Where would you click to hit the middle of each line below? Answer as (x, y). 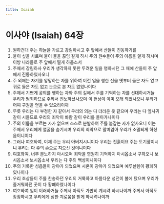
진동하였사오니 (36, 74)
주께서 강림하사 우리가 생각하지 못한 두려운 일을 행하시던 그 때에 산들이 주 (82, 68)
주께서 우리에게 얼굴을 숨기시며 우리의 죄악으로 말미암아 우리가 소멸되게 (80, 129)
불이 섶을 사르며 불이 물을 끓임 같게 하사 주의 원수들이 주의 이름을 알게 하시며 (85, 56)
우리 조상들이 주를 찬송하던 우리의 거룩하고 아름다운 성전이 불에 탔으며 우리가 (86, 178)
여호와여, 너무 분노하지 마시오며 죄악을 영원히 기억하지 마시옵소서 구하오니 (83, 154)
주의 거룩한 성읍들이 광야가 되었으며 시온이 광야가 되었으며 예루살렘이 (78, 166)
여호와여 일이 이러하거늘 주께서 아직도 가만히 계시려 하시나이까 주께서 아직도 (85, 190)
